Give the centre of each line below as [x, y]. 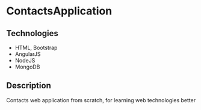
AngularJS [28, 54]
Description [29, 86]
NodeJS [25, 60]
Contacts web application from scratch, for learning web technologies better [101, 100]
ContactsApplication [59, 11]
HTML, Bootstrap [36, 47]
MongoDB [27, 67]
